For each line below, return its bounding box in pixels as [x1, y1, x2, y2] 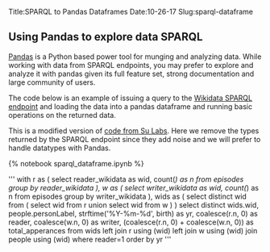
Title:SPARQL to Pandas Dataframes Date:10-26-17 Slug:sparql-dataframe [8, 7, 254, 16]
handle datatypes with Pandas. [8, 143, 111, 153]
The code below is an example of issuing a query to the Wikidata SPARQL [8, 93, 252, 103]
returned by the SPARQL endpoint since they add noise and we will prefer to [8, 134, 261, 144]
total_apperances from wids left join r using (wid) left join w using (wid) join [8, 225, 258, 235]
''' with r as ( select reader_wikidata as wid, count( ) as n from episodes [8, 174, 244, 184]
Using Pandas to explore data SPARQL [8, 30, 203, 44]
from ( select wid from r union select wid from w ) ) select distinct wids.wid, [8, 199, 260, 209]
